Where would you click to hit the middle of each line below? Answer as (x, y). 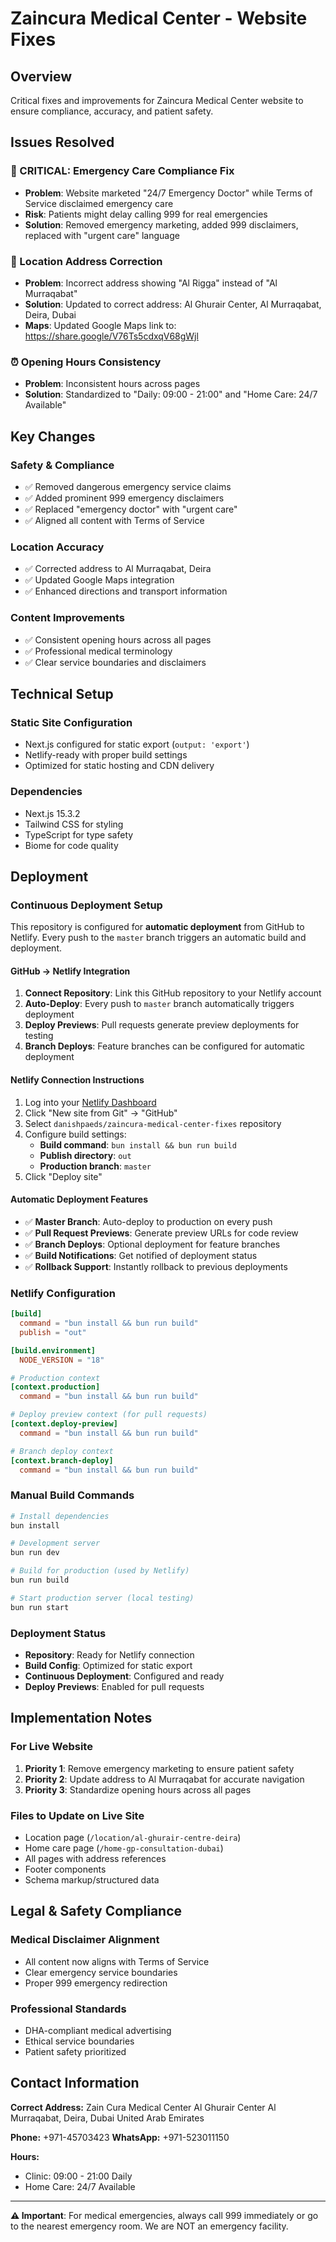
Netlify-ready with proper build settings (106, 755)
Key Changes (53, 436)
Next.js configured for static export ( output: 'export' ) (137, 744)
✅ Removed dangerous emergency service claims (128, 486)
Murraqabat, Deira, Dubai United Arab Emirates (107, 2118)
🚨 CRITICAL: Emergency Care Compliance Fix (122, 171)
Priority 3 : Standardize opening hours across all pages (138, 1789)
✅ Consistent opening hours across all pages (118, 639)
